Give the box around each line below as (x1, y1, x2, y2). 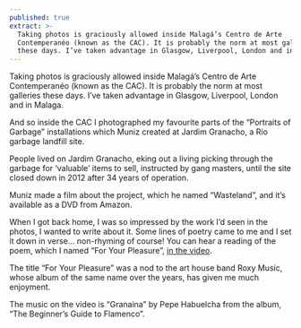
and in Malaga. (9, 99, 64, 110)
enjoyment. (9, 281, 51, 292)
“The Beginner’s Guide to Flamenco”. (9, 308, 145, 319)
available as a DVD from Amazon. (9, 199, 133, 211)
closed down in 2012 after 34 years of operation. (9, 172, 190, 184)
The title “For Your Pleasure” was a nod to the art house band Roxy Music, (9, 263, 283, 273)
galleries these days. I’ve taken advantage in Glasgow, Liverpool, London (9, 91, 279, 101)
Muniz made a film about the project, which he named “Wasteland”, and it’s (9, 190, 287, 201)
